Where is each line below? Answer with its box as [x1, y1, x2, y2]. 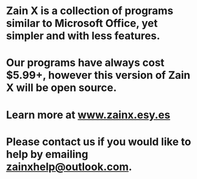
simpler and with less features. [6, 29, 161, 42]
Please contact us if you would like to [6, 135, 191, 148]
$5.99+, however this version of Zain [6, 69, 191, 82]
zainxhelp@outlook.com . [6, 160, 132, 173]
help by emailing [6, 147, 88, 161]
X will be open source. [6, 81, 117, 95]
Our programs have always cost [6, 56, 165, 69]
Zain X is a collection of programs [6, 4, 173, 18]
